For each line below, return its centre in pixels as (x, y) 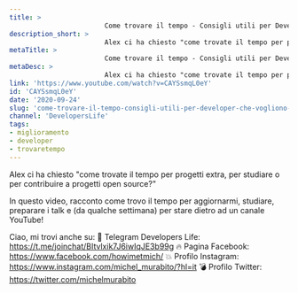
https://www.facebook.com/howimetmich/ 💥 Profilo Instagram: (124, 256)
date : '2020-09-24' (45, 100)
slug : (19, 108)
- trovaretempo (37, 149)
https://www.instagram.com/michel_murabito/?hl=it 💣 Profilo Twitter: (136, 266)
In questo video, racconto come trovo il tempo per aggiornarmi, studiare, (142, 201)
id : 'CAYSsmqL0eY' (43, 91)
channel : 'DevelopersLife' (59, 116)
